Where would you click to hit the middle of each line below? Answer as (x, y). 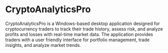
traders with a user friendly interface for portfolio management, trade (77, 40)
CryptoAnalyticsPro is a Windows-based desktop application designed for (83, 23)
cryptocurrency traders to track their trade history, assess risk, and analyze (84, 29)
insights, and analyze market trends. (43, 45)
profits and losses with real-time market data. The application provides (79, 34)
